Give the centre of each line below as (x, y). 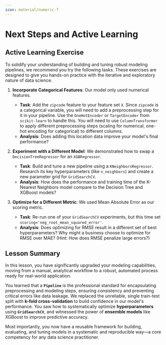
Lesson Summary (33, 254)
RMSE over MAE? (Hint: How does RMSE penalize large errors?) (85, 238)
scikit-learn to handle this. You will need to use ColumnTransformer (89, 120)
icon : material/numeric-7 (32, 10)
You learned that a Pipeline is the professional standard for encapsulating (81, 286)
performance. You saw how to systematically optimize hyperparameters (79, 307)
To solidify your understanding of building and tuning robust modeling (76, 64)
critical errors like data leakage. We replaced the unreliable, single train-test (83, 296)
